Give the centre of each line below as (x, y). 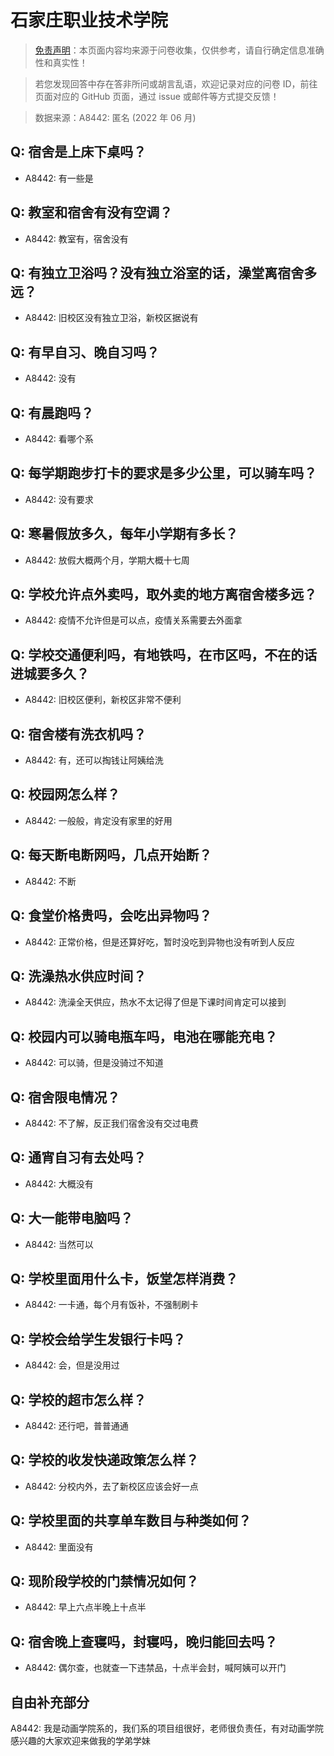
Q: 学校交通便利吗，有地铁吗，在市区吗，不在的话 (164, 654)
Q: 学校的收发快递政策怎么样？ (105, 1460)
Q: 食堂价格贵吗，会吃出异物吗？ (111, 916)
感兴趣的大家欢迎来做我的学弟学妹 (80, 1741)
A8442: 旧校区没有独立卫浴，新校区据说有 (111, 318)
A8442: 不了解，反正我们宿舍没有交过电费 (111, 1123)
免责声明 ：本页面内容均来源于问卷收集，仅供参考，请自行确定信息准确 (179, 50)
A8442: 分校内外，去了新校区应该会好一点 (111, 1486)
